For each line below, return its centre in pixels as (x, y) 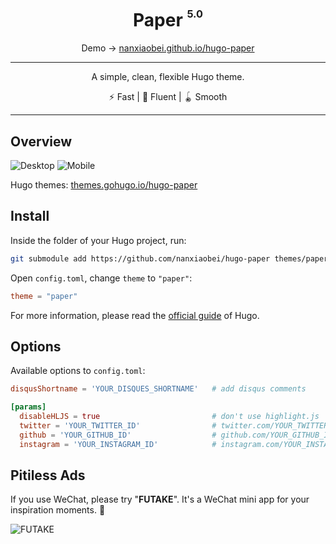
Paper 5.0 (168, 19)
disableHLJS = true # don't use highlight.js (169, 417)
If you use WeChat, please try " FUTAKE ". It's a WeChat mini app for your (160, 499)
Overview (41, 141)
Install (30, 216)
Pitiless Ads (48, 475)
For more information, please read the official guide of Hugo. (135, 315)
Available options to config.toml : (78, 371)
